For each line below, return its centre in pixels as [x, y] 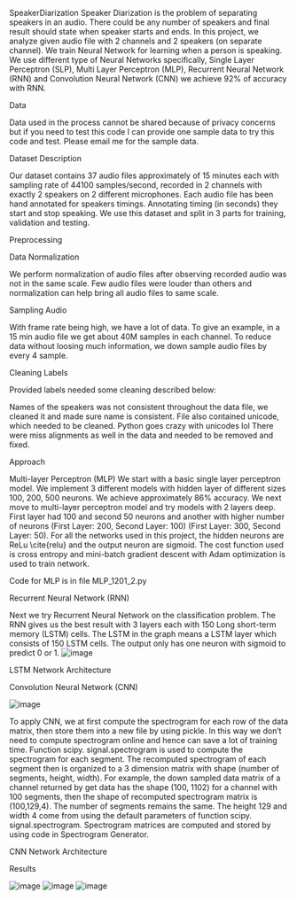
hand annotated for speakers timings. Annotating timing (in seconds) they [144, 204]
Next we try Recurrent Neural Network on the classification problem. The [143, 615]
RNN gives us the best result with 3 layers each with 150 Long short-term [143, 625]
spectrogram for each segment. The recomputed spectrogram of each [138, 759]
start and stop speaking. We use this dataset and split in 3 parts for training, [148, 213]
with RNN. [27, 88]
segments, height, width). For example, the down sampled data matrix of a [145, 778]
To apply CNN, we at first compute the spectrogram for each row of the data [149, 722]
